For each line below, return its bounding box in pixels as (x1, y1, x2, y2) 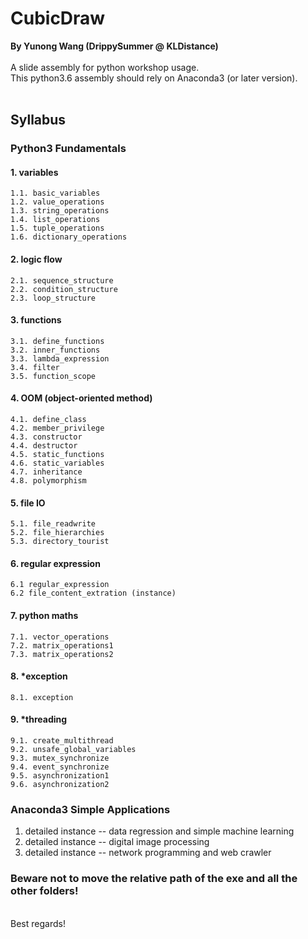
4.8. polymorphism (10, 476, 87, 486)
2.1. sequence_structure (10, 275, 114, 286)
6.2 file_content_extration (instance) (10, 588, 177, 599)
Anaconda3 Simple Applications (10, 803, 171, 816)
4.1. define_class (10, 415, 87, 425)
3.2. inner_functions (10, 345, 101, 355)
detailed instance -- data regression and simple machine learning (24, 825, 295, 837)
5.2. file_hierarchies (10, 528, 105, 538)
